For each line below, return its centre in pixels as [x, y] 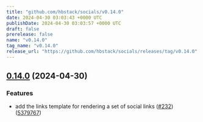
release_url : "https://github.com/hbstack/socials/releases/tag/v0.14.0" [102, 52]
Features [20, 93]
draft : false [23, 29]
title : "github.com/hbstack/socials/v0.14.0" [65, 12]
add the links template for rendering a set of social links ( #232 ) [94, 106]
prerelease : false [30, 35]
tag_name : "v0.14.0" [33, 46]
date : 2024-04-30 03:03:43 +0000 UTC [54, 18]
